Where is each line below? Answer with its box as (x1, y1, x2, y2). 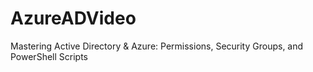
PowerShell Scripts (10, 50, 88, 62)
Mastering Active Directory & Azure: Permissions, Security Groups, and (10, 40, 304, 52)
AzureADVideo (10, 7, 137, 30)
